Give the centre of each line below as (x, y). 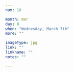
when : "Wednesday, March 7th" (38, 29)
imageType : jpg (21, 43)
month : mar (17, 19)
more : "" (15, 34)
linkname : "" (19, 52)
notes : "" (16, 57)
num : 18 (14, 10)
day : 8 (12, 24)
